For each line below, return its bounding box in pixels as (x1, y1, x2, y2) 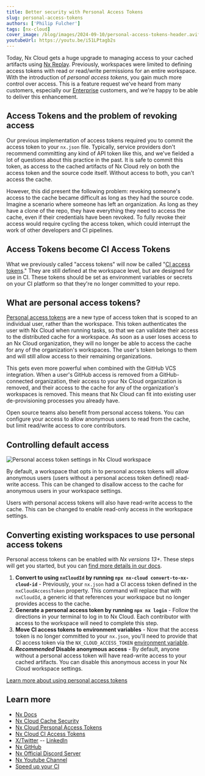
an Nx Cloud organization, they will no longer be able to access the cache (6, 340, 192, 347)
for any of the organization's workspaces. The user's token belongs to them (6, 346, 197, 353)
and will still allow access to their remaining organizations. (6, 353, 153, 360)
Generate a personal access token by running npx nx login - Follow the (15, 607, 198, 614)
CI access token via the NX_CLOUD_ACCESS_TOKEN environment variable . (15, 639, 189, 646)
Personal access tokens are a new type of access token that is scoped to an (6, 314, 198, 321)
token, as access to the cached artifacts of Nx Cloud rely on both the (6, 163, 180, 170)
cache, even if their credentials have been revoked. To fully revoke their (6, 213, 187, 221)
